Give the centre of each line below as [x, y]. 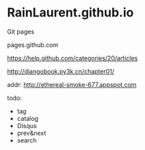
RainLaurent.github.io [70, 13]
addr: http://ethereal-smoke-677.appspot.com [72, 84]
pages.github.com [33, 45]
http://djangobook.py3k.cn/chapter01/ [61, 71]
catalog [28, 118]
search [27, 140]
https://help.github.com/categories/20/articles [72, 58]
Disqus [27, 125]
